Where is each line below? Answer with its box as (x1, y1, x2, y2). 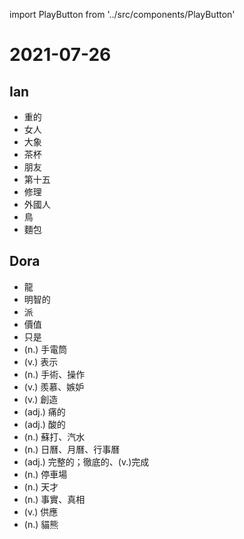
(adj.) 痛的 (23, 405, 66, 418)
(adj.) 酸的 (23, 418, 66, 430)
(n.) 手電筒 (23, 343, 68, 355)
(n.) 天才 (23, 480, 59, 493)
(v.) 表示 (23, 355, 59, 368)
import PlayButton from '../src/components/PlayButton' (9, 9, 236, 20)
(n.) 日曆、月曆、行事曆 (23, 443, 121, 455)
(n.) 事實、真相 (23, 493, 86, 505)
